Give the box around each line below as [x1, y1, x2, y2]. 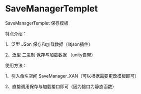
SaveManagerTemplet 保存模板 [5, 20, 69, 26]
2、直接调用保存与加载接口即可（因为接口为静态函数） [5, 83, 117, 90]
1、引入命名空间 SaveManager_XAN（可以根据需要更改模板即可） [5, 73, 139, 79]
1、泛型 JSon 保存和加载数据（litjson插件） [5, 41, 93, 47]
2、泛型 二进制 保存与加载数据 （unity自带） [5, 52, 96, 58]
